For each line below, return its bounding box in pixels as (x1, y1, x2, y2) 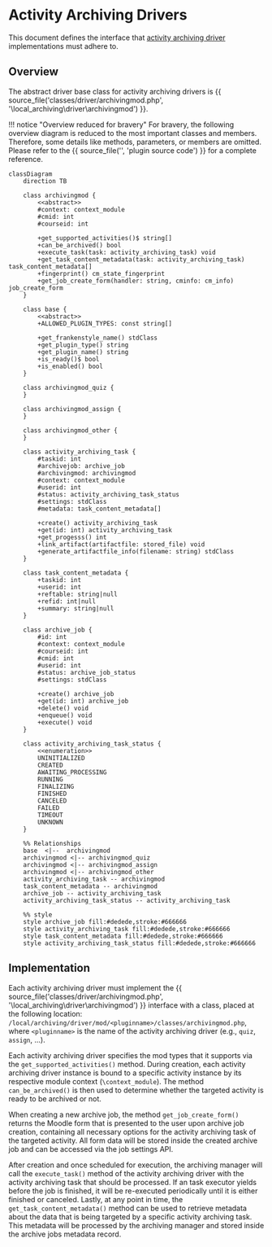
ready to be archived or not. (8, 1093, 101, 1104)
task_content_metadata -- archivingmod (23, 882, 158, 890)
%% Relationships (23, 839, 82, 847)
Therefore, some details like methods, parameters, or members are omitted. (8, 137, 262, 147)
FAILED (37, 803, 60, 812)
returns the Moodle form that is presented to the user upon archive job (8, 1118, 244, 1128)
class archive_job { (23, 625, 93, 634)
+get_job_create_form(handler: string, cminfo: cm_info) (37, 277, 234, 285)
